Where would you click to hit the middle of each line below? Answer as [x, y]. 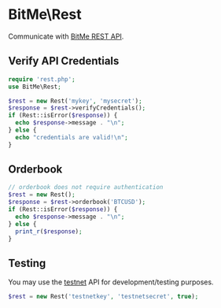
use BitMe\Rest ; [35, 87]
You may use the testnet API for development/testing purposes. [111, 282]
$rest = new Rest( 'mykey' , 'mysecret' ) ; [76, 101]
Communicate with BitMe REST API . [66, 36]
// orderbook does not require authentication [86, 187]
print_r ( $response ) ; [49, 231]
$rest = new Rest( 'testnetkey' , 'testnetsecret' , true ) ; [103, 297]
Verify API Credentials [64, 61]
